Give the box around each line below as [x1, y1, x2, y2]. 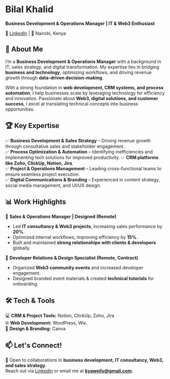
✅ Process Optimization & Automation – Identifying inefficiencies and [5, 148, 153, 154]
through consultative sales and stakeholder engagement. [5, 143, 125, 149]
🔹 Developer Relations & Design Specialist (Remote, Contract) [5, 255, 138, 261]
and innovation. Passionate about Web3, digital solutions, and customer [5, 95, 159, 101]
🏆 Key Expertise [5, 121, 60, 130]
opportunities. [5, 106, 35, 112]
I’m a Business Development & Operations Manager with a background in [5, 58, 161, 65]
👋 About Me [5, 45, 43, 54]
